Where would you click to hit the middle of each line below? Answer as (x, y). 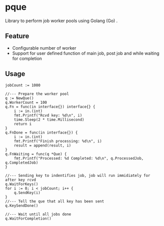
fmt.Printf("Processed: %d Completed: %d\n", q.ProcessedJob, (79, 158)
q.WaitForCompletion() (28, 218)
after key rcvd (21, 180)
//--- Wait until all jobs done (38, 214)
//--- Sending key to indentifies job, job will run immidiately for (78, 175)
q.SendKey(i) (27, 193)
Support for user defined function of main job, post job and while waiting (86, 53)
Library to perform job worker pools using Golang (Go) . (61, 21)
